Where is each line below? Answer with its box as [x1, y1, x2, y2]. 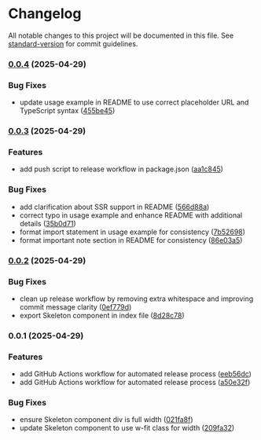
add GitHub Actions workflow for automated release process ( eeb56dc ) [19, 369, 252, 379]
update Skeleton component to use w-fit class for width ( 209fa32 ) [19, 423, 235, 433]
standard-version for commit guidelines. [8, 38, 138, 48]
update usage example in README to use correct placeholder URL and [19, 97, 249, 107]
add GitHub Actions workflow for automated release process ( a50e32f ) [19, 378, 251, 387]
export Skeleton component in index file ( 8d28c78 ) [19, 310, 185, 320]
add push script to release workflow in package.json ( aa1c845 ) [19, 164, 224, 174]
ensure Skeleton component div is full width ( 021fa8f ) [19, 415, 194, 424]
